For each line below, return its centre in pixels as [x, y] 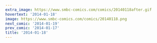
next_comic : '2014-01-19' [32, 23]
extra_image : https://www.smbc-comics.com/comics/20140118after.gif [78, 10]
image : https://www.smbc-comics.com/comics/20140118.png [66, 19]
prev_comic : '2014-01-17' [32, 28]
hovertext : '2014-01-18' [31, 14]
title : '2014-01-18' [27, 33]
